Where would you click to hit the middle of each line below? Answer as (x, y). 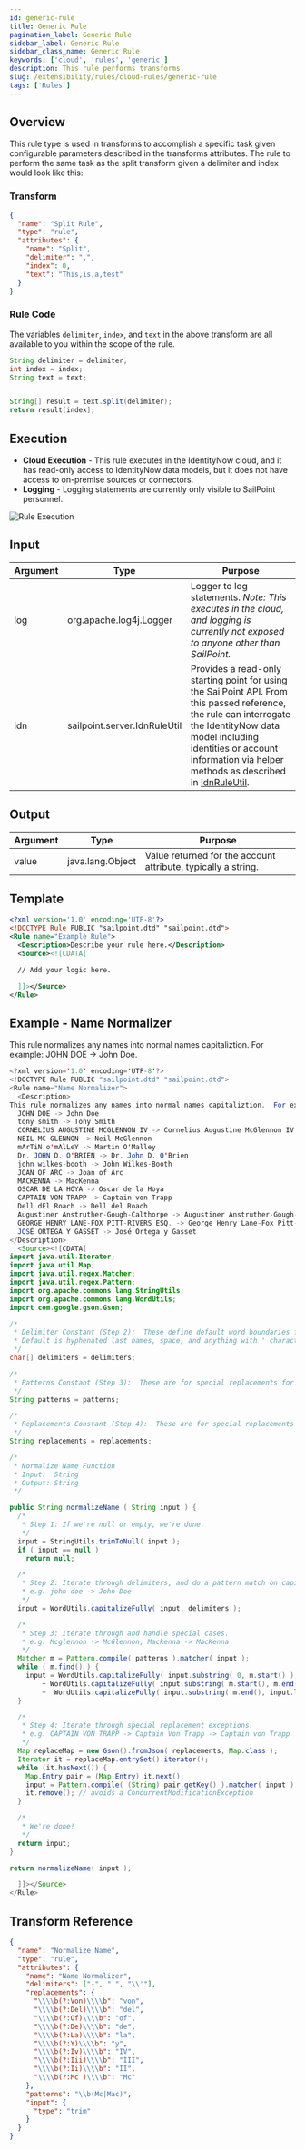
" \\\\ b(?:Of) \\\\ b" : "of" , (84, 2018)
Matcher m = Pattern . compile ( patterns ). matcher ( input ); (133, 1659)
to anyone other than (235, 643)
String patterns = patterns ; (64, 1399)
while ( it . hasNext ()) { (62, 1768)
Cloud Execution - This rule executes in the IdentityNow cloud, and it (152, 460)
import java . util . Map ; (52, 1266)
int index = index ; (46, 369)
